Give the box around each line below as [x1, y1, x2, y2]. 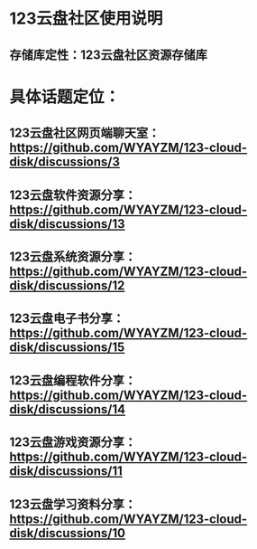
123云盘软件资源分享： [9, 187, 137, 203]
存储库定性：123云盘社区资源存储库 [9, 47, 207, 62]
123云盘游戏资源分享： [9, 435, 137, 450]
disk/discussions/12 [9, 278, 125, 293]
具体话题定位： [9, 87, 121, 107]
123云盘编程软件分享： [9, 373, 137, 388]
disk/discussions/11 [9, 463, 124, 479]
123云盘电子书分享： [9, 311, 124, 327]
